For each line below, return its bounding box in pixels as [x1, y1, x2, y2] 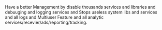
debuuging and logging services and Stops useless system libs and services [5, 9, 158, 15]
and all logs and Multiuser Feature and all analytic [5, 15, 104, 20]
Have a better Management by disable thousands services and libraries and [5, 4, 156, 10]
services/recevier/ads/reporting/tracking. [5, 19, 88, 25]
